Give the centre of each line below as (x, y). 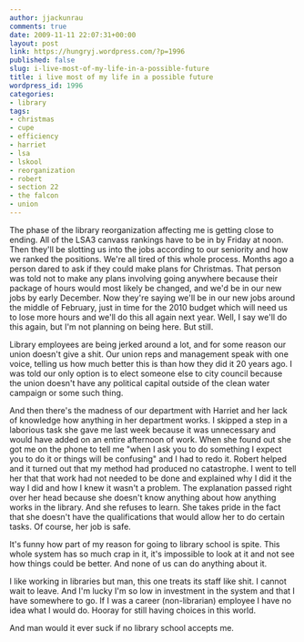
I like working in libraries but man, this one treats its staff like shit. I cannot (148, 581)
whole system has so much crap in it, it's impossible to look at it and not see (152, 554)
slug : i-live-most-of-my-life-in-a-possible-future (109, 69)
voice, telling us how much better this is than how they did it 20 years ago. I (151, 363)
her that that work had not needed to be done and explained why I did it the (151, 478)
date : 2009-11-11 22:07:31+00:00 (73, 35)
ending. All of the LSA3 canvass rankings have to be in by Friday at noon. (147, 239)
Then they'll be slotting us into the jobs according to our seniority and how (149, 249)
